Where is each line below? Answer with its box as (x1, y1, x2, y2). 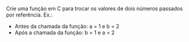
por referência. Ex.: (6, 11, 53, 18)
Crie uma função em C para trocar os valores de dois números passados (6, 5, 183, 12)
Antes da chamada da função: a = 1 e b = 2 (14, 23, 120, 30)
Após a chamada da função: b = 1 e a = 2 (14, 29, 115, 36)
